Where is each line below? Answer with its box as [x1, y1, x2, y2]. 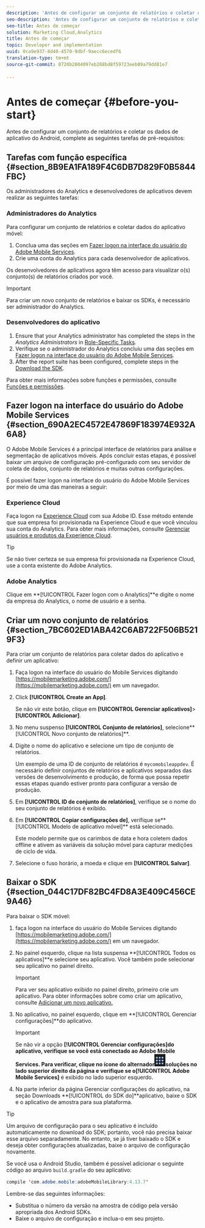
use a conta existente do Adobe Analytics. [6, 562, 113, 569]
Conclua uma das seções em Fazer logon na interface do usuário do [15, 241, 187, 249]
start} [6, 107, 37, 122]
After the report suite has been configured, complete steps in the [15, 358, 179, 365]
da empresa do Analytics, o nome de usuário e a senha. [6, 597, 146, 605]
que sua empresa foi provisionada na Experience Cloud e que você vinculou [6, 518, 198, 526]
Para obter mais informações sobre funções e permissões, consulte [6, 376, 177, 383]
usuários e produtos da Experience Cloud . [6, 531, 112, 539]
